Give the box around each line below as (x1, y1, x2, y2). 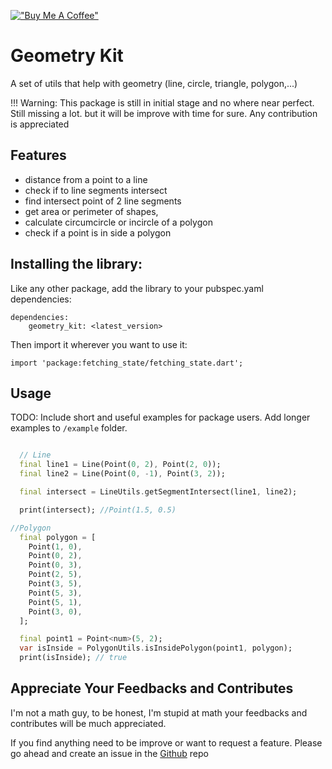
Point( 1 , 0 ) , (28, 541, 83, 552)
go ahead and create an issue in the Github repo (10, 747, 209, 759)
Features (10, 147, 67, 164)
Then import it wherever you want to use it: (10, 338, 188, 350)
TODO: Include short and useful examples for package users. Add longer (10, 411, 311, 424)
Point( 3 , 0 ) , (28, 606, 83, 617)
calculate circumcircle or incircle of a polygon (24, 216, 213, 228)
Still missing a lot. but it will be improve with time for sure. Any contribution (10, 107, 318, 119)
